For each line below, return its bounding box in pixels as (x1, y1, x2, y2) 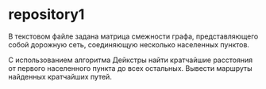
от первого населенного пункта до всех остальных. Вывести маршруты (8, 63, 253, 72)
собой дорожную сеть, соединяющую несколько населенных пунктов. (8, 39, 250, 49)
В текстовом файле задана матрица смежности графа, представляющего (8, 32, 259, 41)
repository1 (8, 6, 85, 24)
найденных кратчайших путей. (8, 72, 113, 81)
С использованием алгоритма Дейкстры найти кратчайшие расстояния (8, 55, 253, 65)
